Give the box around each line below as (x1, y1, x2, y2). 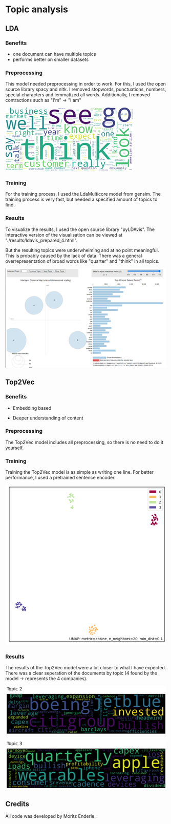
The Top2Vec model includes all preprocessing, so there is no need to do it (5, 439, 164, 445)
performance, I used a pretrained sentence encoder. (5, 475, 116, 481)
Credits (5, 799, 30, 808)
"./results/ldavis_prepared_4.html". (5, 237, 78, 243)
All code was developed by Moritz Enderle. (5, 813, 96, 819)
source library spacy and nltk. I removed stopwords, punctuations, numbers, (5, 86, 166, 93)
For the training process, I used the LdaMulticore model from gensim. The (5, 191, 161, 197)
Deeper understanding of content (12, 415, 83, 421)
